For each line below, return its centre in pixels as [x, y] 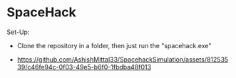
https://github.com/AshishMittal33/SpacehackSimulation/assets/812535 [123, 59]
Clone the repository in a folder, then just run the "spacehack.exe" [114, 45]
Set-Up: [18, 32]
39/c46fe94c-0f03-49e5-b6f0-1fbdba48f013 [84, 67]
